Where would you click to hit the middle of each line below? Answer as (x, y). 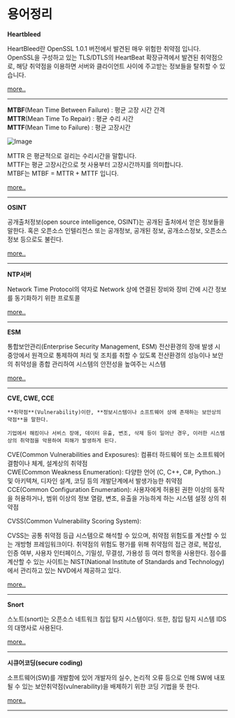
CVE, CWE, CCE (31, 398)
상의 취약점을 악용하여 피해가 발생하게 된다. (62, 441)
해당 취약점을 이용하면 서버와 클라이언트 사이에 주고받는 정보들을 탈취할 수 (117, 66)
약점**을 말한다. (28, 420)
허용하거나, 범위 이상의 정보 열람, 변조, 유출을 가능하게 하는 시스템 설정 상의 (117, 498)
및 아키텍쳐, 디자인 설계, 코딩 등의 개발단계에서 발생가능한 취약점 (95, 481)
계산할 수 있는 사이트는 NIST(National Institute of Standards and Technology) (116, 561)
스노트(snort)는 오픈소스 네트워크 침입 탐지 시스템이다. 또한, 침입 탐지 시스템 (111, 619)
